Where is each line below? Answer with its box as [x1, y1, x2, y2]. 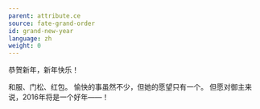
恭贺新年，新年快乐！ [8, 65, 79, 75]
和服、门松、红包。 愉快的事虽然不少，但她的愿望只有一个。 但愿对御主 [8, 82, 246, 92]
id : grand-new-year [8, 27, 74, 35]
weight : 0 [8, 42, 42, 50]
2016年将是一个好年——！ [22, 92, 109, 102]
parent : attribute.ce [8, 11, 81, 20]
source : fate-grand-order [8, 19, 95, 27]
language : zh [8, 34, 52, 43]
